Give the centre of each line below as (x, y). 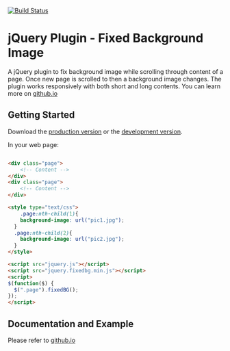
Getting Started (41, 115)
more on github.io (33, 93)
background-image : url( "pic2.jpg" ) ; (73, 239)
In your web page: (33, 144)
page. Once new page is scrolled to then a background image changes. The (115, 79)
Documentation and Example (71, 324)
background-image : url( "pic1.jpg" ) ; (73, 220)
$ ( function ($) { (31, 283)
